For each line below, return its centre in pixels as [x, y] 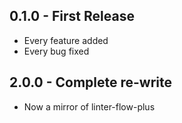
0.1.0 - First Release [72, 16]
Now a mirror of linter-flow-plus [89, 106]
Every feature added [66, 40]
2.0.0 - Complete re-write [91, 82]
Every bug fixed [56, 51]
